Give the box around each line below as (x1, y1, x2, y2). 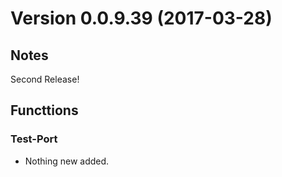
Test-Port (10, 132, 58, 146)
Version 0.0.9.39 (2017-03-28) (10, 7, 273, 30)
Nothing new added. (24, 155, 110, 167)
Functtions (10, 102, 79, 119)
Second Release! (10, 73, 80, 85)
